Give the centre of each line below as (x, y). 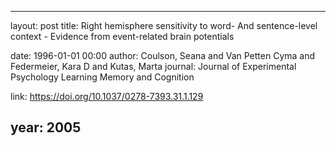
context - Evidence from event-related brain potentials (122, 36)
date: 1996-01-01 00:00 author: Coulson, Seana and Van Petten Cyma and (163, 55)
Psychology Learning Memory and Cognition (102, 77)
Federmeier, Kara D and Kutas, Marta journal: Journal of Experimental (153, 66)
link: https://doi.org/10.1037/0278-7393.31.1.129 (107, 96)
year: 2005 (46, 127)
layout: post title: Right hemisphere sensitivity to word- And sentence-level (164, 25)
